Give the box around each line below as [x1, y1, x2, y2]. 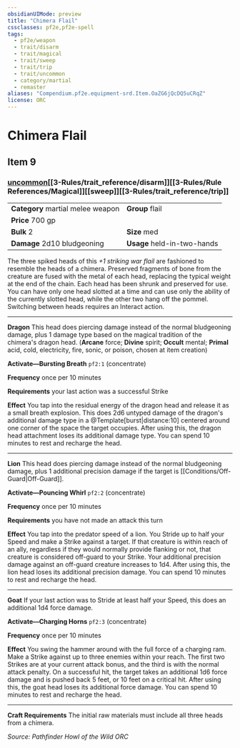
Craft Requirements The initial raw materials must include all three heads [7, 711, 224, 719]
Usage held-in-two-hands [126, 238, 219, 248]
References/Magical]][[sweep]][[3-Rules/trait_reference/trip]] [7, 186, 229, 196]
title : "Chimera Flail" [7, 17, 79, 24]
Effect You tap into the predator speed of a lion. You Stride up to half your [7, 530, 225, 538]
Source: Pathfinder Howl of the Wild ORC [7, 732, 129, 741]
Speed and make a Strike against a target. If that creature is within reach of [7, 537, 229, 546]
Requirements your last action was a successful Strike [7, 387, 169, 395]
